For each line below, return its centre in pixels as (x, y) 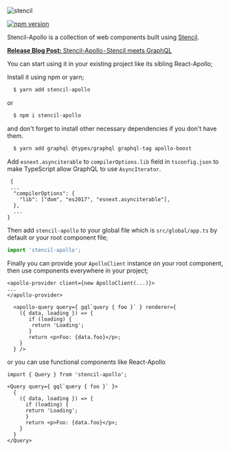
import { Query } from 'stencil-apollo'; (67, 374)
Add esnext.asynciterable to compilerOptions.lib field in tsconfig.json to (113, 161)
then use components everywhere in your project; (78, 270)
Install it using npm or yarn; (46, 77)
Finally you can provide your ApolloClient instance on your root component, (115, 263)
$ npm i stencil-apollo (47, 115)
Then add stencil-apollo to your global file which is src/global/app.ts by (112, 230)
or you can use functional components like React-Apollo (87, 362)
